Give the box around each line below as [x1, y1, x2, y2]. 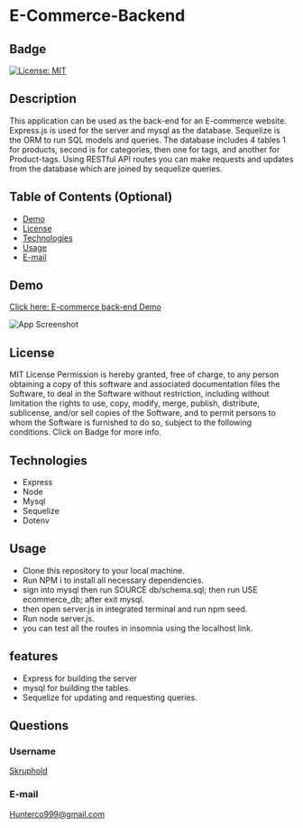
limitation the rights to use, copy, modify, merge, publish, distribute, [9, 398, 260, 409]
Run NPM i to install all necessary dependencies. [22, 575, 205, 585]
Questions [9, 718, 69, 733]
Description [9, 91, 77, 106]
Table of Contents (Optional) [9, 189, 173, 205]
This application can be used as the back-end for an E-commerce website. [9, 115, 287, 126]
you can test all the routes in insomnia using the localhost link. [22, 622, 254, 633]
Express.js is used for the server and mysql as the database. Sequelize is [9, 124, 281, 135]
